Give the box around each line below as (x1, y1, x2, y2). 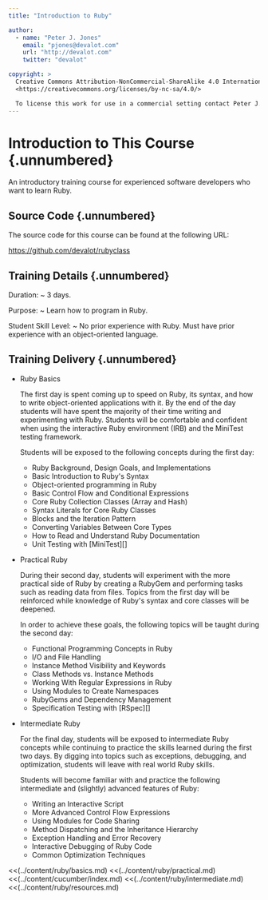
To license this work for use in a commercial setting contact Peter (15, 99, 251, 108)
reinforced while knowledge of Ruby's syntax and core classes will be (19, 595, 250, 605)
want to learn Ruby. (8, 185, 73, 196)
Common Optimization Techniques (31, 850, 146, 859)
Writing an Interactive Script (31, 798, 124, 808)
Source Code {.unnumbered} (8, 209, 156, 222)
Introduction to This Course (8, 133, 195, 152)
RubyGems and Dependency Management (31, 695, 171, 704)
